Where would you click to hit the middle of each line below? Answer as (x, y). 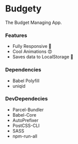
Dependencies (23, 70)
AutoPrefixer (25, 120)
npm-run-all (25, 136)
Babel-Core (24, 115)
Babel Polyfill (26, 81)
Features (16, 35)
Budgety (23, 9)
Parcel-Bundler (28, 110)
